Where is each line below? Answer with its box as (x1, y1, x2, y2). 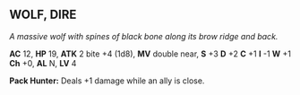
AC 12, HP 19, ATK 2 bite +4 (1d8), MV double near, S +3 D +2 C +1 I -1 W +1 (9, 48, 292, 59)
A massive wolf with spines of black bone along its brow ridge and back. (9, 30, 279, 41)
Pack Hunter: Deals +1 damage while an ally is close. (9, 75, 205, 86)
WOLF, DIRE (9, 7, 77, 22)
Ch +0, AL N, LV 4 (9, 57, 77, 68)
